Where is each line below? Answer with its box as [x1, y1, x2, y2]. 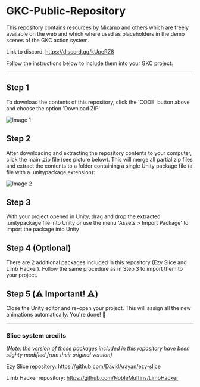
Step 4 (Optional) [6, 243, 71, 253]
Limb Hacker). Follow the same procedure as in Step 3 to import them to [6, 265, 183, 273]
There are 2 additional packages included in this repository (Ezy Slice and [6, 259, 187, 266]
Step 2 [6, 134, 31, 144]
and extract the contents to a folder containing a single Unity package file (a [6, 162, 193, 169]
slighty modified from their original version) [6, 351, 112, 358]
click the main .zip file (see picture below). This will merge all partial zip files [6, 156, 193, 163]
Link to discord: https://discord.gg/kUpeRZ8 [6, 48, 114, 55]
